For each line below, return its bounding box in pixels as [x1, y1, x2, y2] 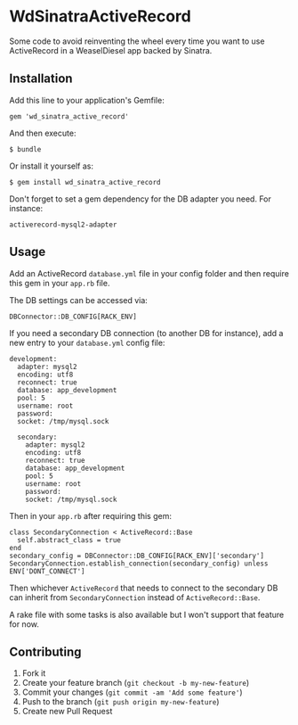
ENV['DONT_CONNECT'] [9, 566, 86, 576]
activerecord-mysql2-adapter [9, 220, 117, 229]
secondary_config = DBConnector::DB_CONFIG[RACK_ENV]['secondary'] [9, 551, 265, 560]
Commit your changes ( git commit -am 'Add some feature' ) [21, 687, 243, 697]
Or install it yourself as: [9, 161, 93, 171]
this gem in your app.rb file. [9, 277, 110, 288]
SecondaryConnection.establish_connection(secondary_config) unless [9, 559, 269, 568]
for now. [9, 618, 40, 630]
